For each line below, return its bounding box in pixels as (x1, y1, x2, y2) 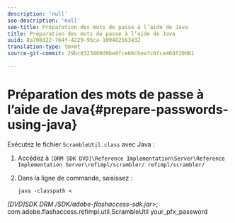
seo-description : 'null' (7, 17, 81, 24)
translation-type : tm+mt (7, 43, 81, 50)
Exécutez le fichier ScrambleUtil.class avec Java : (7, 139, 155, 149)
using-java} (7, 117, 78, 133)
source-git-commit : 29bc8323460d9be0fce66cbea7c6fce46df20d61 (7, 50, 195, 57)
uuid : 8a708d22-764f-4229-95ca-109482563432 (7, 37, 141, 44)
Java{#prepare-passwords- (60, 102, 229, 118)
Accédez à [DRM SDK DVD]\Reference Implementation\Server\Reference (17, 154, 225, 162)
